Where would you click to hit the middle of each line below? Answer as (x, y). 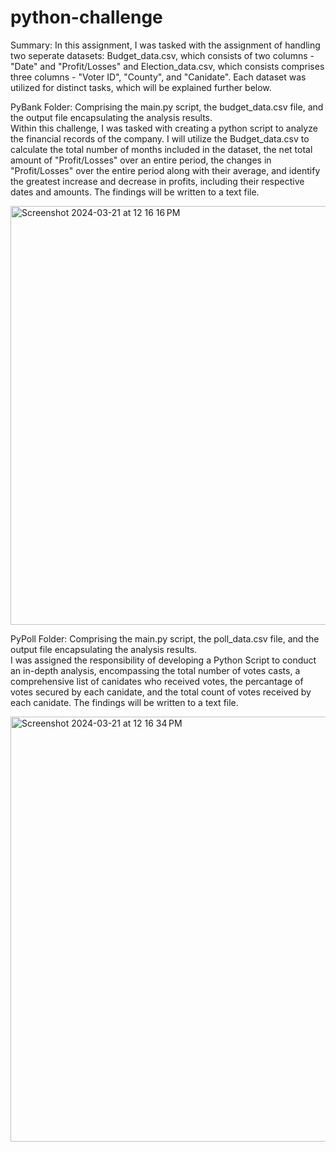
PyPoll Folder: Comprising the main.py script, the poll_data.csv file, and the (165, 638)
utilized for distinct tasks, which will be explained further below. (141, 87)
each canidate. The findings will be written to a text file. (124, 702)
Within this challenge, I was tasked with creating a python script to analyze (164, 128)
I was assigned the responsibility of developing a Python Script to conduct (163, 660)
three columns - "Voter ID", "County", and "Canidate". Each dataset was (158, 77)
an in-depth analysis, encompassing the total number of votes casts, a (155, 670)
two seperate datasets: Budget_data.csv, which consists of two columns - (162, 55)
